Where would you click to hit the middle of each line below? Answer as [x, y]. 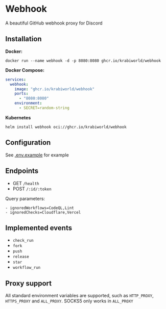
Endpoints [22, 171]
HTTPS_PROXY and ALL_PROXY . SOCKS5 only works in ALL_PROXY [69, 301]
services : [16, 80]
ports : [21, 94]
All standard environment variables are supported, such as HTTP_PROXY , [80, 296]
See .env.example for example [37, 155]
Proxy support [29, 283]
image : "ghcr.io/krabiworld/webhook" [55, 89]
